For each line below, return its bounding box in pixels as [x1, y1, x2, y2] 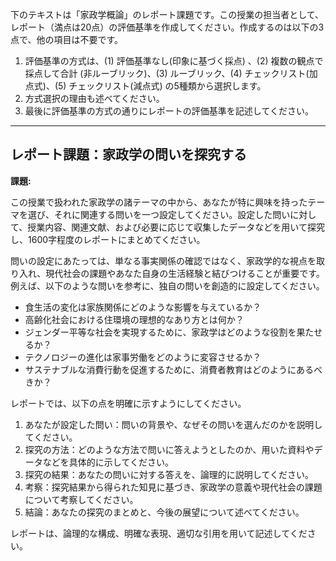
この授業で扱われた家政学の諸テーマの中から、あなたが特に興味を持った [10, 196, 308, 208]
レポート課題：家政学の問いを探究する [10, 146, 247, 163]
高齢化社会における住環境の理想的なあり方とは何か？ [24, 313, 245, 325]
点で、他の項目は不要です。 [10, 34, 124, 45]
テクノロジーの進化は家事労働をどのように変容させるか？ [24, 351, 262, 363]
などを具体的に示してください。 [42, 456, 174, 468]
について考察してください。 [24, 493, 139, 505]
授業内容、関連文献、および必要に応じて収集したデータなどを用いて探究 [27, 221, 325, 233]
